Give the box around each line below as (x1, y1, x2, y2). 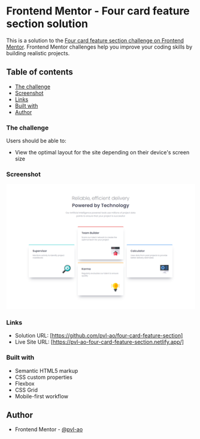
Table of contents (6, 67, 73, 77)
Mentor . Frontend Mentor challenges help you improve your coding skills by (6, 43, 193, 50)
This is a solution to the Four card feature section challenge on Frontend (6, 37, 184, 44)
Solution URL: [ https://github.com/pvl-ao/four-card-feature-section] (14, 332, 183, 339)
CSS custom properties (14, 374, 73, 381)
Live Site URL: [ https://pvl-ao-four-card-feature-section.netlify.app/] (14, 338, 184, 346)
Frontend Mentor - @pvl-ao (14, 426, 83, 433)
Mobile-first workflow (14, 392, 69, 400)
